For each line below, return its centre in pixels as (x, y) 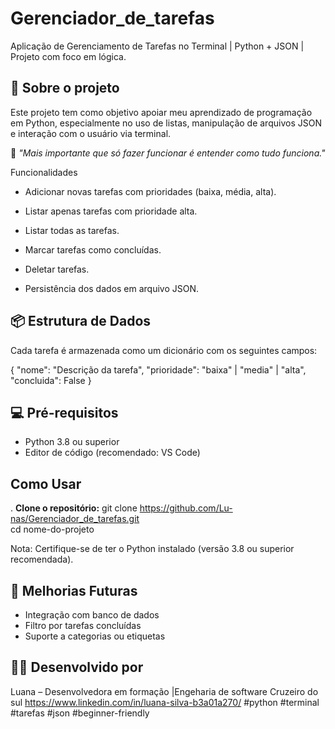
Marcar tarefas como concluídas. (93, 249)
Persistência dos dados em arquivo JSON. (112, 288)
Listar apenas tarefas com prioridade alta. (111, 211)
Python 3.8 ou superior (72, 442)
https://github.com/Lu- (186, 508)
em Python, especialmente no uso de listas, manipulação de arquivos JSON (166, 123)
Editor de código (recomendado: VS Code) (112, 453)
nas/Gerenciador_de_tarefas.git (75, 519)
